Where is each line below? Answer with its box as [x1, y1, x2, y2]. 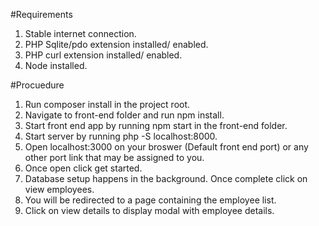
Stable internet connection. [24, 28, 137, 39]
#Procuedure [10, 79, 65, 91]
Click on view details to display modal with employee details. [24, 205, 275, 216]
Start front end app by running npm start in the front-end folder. [24, 120, 288, 131]
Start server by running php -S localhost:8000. [24, 130, 218, 142]
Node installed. [24, 60, 88, 71]
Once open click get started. [24, 162, 143, 174]
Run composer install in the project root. [24, 99, 191, 110]
